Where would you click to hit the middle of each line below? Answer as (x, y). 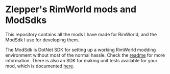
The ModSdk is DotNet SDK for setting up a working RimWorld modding (81, 50)
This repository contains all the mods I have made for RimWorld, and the (81, 34)
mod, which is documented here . (40, 66)
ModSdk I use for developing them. (42, 40)
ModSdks (26, 20)
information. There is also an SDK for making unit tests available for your (81, 60)
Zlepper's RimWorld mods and (71, 9)
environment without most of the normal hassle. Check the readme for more (85, 55)
